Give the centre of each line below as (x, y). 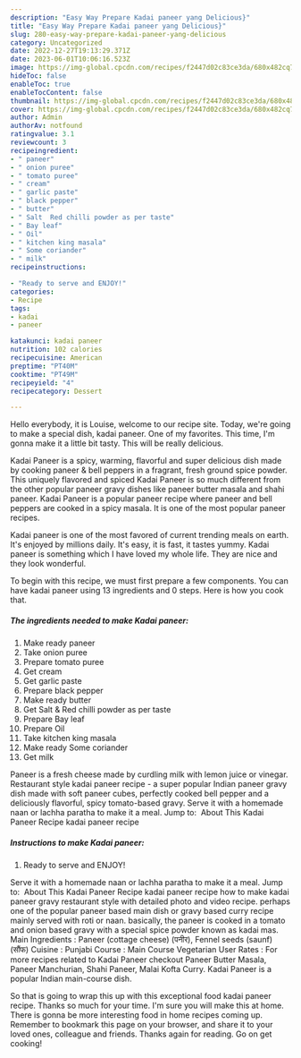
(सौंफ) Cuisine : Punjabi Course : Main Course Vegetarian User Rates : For (144, 950)
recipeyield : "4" (42, 383)
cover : (22, 109)
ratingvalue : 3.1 (42, 134)
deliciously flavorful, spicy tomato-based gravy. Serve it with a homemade (147, 803)
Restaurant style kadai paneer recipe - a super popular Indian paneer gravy (149, 784)
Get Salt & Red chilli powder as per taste (97, 710)
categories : (32, 292)
